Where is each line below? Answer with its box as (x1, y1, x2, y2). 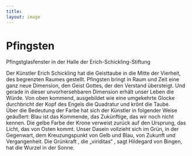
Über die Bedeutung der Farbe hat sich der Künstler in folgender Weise (6, 107, 177, 114)
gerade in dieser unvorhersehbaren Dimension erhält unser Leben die (6, 88, 174, 95)
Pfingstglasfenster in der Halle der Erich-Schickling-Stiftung (6, 58, 151, 65)
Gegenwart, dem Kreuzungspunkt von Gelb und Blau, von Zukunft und (6, 132, 176, 139)
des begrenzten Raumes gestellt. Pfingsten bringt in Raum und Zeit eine (6, 76, 180, 83)
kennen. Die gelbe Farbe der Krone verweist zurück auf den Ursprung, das (6, 119, 186, 126)
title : (6, 8, 22, 15)
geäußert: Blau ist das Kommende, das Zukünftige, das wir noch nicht (6, 113, 174, 120)
